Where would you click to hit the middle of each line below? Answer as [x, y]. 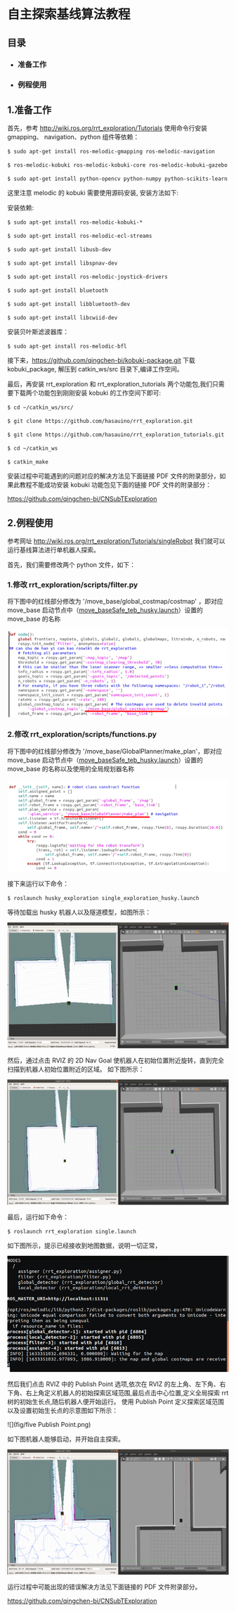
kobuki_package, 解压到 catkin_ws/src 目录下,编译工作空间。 [95, 369]
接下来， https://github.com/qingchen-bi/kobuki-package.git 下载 [101, 360]
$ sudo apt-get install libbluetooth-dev [69, 304]
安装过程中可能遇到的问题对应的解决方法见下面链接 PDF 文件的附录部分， [113, 476]
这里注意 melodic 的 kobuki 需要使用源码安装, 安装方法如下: [93, 193]
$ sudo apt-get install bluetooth [58, 291]
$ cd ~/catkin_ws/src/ [40, 408]
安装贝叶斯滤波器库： [38, 332]
